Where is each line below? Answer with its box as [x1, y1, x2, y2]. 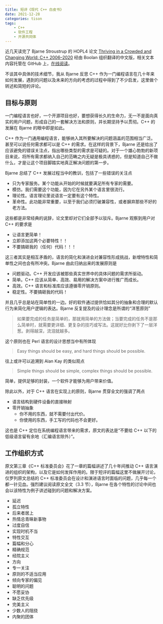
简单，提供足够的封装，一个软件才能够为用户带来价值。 [5, 378, 115, 383]
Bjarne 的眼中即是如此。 [18, 125, 67, 131]
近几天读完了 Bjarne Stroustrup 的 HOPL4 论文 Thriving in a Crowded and [5, 48, 152, 54]
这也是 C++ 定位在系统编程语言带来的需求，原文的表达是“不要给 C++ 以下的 [5, 427, 157, 433]
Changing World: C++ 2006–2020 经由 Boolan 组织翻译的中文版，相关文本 [5, 54, 154, 60]
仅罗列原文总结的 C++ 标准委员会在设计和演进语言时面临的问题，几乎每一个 [5, 475, 157, 481]
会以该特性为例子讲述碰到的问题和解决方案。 [5, 487, 95, 493]
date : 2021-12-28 [5, 12, 40, 17]
